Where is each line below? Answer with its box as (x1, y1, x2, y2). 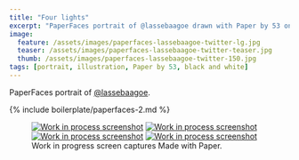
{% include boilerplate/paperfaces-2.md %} (9, 104, 171, 115)
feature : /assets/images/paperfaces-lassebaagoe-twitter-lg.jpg (17, 37, 261, 47)
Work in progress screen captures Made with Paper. (31, 140, 222, 151)
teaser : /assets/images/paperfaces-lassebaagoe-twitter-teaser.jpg (17, 46, 273, 55)
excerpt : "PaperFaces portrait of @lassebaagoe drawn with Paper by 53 (9, 21, 280, 30)
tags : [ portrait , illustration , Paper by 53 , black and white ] (9, 63, 249, 72)
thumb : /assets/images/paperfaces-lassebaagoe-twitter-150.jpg (17, 54, 256, 63)
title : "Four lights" (9, 12, 90, 22)
